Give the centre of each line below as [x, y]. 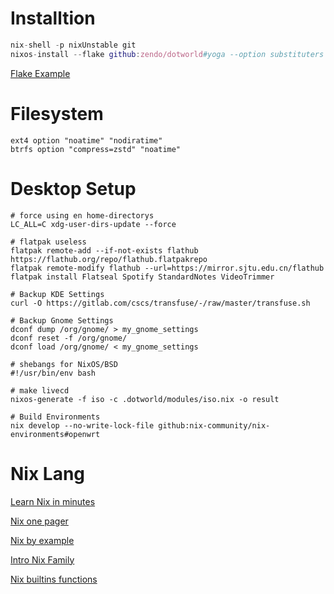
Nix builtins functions [54, 579]
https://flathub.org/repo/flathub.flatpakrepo [109, 259]
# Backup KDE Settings [57, 294]
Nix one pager [39, 521]
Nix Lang [48, 473]
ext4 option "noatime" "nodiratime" [86, 140]
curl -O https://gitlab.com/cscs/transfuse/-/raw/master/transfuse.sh [160, 303]
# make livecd [40, 390]
